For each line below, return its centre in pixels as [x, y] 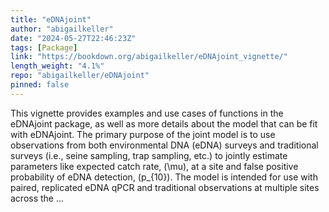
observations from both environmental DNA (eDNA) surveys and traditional [164, 145]
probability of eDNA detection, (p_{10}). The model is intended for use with [164, 177]
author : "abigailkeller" [62, 29]
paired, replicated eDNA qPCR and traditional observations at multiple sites [165, 187]
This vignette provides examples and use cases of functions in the [147, 113]
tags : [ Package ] [44, 47]
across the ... [37, 198]
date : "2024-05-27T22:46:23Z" [73, 38]
